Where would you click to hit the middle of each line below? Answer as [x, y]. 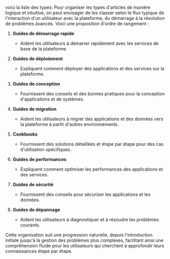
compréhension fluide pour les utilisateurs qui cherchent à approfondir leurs [85, 246]
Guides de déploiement [38, 59]
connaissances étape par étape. [39, 251]
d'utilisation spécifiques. [46, 149]
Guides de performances [40, 159]
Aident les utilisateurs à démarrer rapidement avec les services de [89, 43]
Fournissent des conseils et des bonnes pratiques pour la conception [92, 94]
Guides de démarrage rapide [43, 33]
